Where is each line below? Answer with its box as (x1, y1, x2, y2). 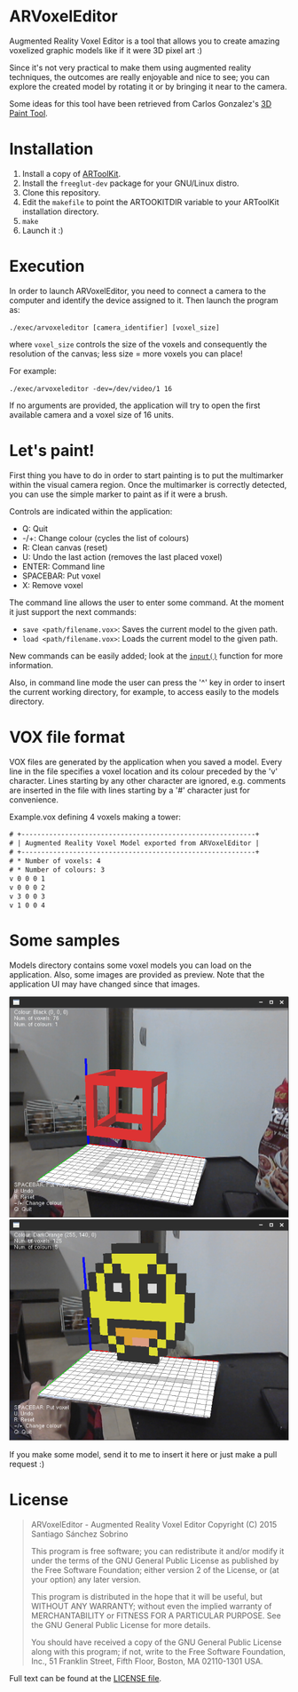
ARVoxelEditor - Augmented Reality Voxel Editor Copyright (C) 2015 (30, 1519, 278, 1529)
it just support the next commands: (9, 606, 137, 617)
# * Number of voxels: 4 (9, 856, 101, 866)
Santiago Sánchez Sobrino (30, 1528, 129, 1539)
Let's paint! (9, 441, 95, 460)
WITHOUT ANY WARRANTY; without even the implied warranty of (30, 1600, 272, 1611)
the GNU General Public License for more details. (30, 1619, 211, 1630)
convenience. (9, 794, 59, 805)
